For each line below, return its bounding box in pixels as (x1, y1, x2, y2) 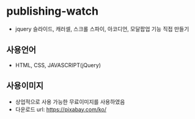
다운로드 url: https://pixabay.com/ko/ (15, 106, 107, 113)
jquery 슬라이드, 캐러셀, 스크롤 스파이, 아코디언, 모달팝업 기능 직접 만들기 (15, 25, 189, 32)
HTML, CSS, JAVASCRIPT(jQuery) (15, 61, 101, 68)
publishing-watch (6, 4, 99, 18)
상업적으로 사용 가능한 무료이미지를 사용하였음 (15, 98, 125, 105)
